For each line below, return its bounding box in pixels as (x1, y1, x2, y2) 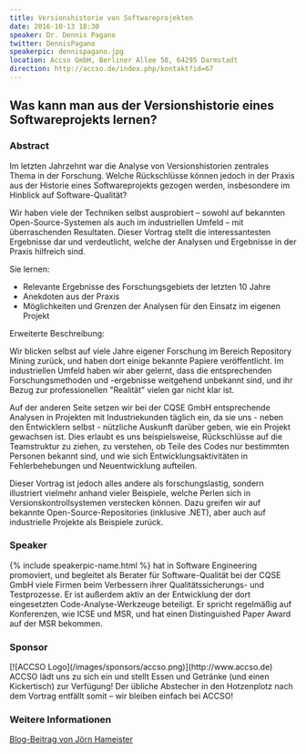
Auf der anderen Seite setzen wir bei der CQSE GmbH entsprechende (9, 402, 270, 413)
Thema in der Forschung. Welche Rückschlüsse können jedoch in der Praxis (9, 170, 295, 181)
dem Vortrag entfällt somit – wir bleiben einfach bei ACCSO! (9, 690, 234, 702)
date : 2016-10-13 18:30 (9, 22, 100, 31)
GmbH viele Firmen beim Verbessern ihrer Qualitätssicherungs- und (9, 579, 265, 590)
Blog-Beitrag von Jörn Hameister (9, 734, 134, 745)
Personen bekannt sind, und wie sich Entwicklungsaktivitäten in (9, 450, 249, 461)
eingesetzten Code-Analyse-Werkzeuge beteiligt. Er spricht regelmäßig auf (9, 598, 292, 609)
